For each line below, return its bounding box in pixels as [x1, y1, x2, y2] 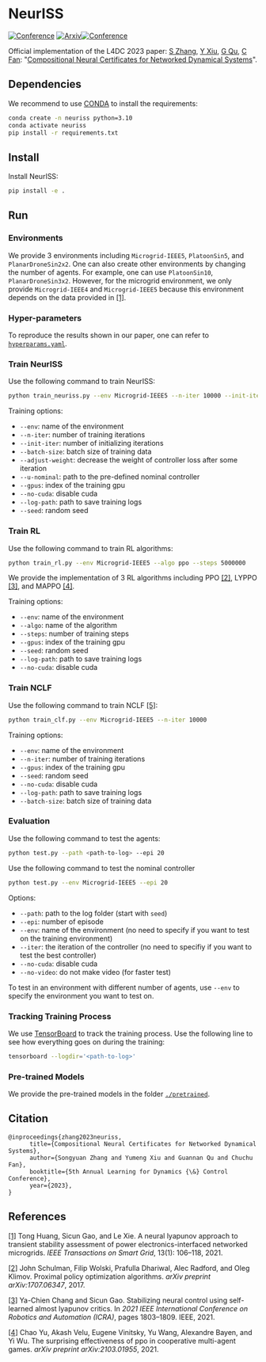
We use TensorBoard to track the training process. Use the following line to [8, 1029, 253, 1038]
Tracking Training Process [8, 1010, 112, 1021]
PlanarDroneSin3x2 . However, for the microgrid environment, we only [8, 276, 232, 285]
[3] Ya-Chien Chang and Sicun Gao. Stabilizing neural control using [8, 1295, 228, 1305]
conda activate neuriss [8, 121, 87, 129]
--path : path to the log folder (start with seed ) [19, 908, 168, 918]
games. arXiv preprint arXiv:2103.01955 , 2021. [8, 1344, 159, 1354]
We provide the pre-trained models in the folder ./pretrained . [8, 1090, 211, 1099]
